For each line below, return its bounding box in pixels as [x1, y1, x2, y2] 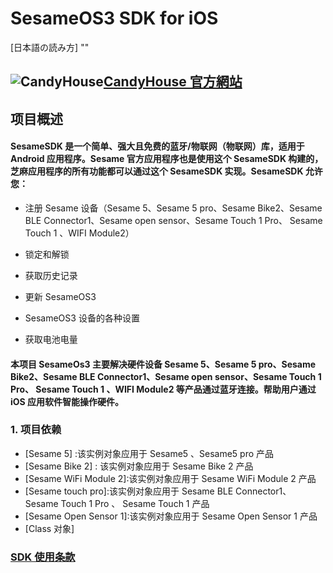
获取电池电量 [24, 333, 78, 345]
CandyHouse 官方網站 [103, 73, 243, 91]
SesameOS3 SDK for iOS [10, 7, 219, 30]
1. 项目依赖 [10, 423, 62, 437]
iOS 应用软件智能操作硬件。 [10, 395, 125, 407]
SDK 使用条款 [10, 550, 76, 564]
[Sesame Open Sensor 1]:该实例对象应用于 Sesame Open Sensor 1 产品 [24, 510, 318, 522]
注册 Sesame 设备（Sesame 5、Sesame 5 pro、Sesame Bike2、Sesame [24, 202, 323, 214]
